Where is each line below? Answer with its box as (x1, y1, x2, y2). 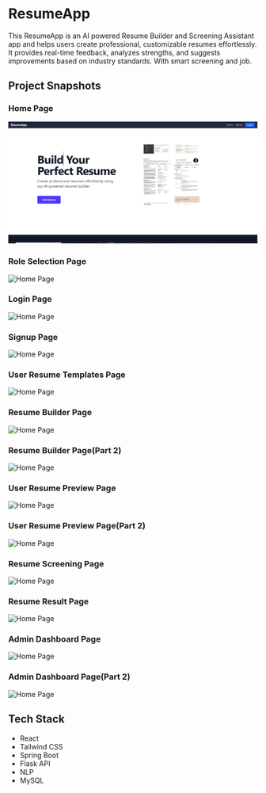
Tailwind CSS (19, 742, 63, 751)
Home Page (8, 103, 54, 114)
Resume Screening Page (8, 558, 104, 569)
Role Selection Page (8, 256, 87, 267)
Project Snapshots (8, 79, 101, 93)
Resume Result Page (8, 596, 89, 607)
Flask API (19, 758, 51, 768)
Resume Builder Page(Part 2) (8, 444, 122, 456)
